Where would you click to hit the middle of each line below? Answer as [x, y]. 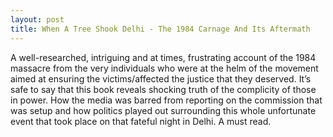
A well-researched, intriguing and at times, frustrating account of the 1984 [163, 57]
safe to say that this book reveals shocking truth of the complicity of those [163, 89]
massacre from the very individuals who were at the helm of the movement [164, 68]
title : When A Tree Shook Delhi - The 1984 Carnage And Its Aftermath [160, 29]
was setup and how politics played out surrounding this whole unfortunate [163, 110]
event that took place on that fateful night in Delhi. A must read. [141, 121]
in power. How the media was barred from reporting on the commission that [166, 100]
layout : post [37, 19]
